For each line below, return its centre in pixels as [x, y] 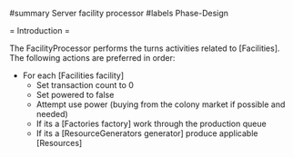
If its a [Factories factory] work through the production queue [151, 123]
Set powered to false [75, 95]
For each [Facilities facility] [73, 75]
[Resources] [59, 143]
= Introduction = [40, 30]
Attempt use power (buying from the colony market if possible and [161, 104]
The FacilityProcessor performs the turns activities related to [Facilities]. [145, 48]
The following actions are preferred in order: [92, 58]
